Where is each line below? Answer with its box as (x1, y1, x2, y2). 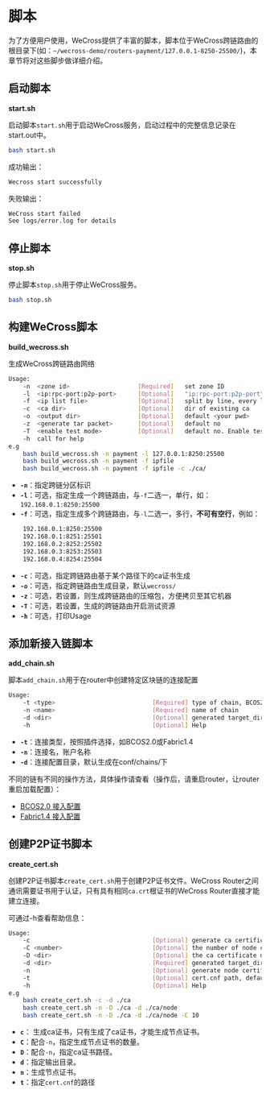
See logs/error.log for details (8, 217, 117, 226)
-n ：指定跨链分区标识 (19, 480, 92, 490)
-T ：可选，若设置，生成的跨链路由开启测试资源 (19, 601, 176, 611)
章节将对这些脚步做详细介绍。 (8, 56, 107, 65)
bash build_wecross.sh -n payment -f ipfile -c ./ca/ (22, 465, 207, 473)
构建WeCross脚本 (8, 320, 98, 334)
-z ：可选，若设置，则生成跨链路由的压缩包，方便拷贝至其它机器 (19, 591, 232, 600)
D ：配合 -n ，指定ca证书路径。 (19, 1047, 117, 1056)
